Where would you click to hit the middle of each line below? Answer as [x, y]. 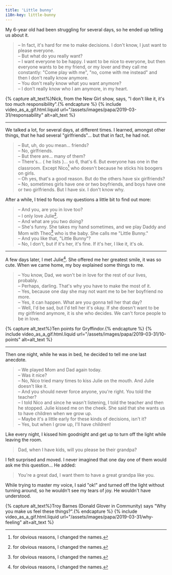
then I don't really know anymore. [53, 78]
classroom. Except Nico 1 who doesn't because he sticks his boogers [90, 168]
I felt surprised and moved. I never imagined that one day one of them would [86, 460]
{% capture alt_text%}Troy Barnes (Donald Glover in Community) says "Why [86, 506]
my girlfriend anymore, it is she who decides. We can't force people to [92, 313]
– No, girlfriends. [35, 151]
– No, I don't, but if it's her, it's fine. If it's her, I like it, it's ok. [81, 244]
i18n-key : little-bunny [31, 15]
